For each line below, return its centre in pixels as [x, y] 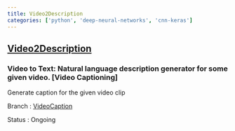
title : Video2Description [45, 14]
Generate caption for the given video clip [66, 92]
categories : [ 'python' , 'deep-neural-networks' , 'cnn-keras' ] [100, 20]
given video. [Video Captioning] [62, 77]
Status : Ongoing [32, 120]
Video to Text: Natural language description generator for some [117, 69]
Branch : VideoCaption [40, 106]
